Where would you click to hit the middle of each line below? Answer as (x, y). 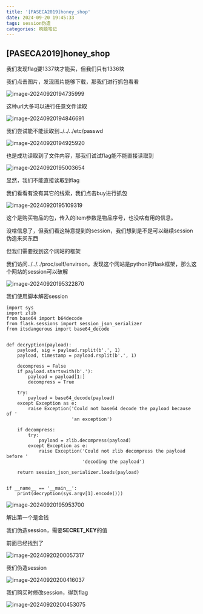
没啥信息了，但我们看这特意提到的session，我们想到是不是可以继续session (100, 231)
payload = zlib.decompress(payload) (85, 440)
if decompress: (36, 430)
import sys (20, 308)
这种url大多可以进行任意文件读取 (47, 106)
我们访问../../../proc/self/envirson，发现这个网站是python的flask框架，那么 (99, 264)
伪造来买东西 (22, 238)
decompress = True (51, 382)
